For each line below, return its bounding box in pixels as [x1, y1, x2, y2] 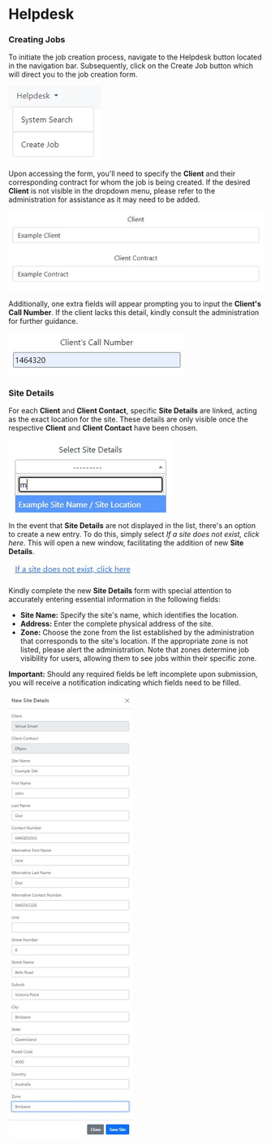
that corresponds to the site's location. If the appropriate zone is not [19, 636, 248, 646]
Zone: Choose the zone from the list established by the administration [19, 627, 255, 637]
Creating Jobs [8, 34, 66, 46]
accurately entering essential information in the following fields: [8, 595, 221, 605]
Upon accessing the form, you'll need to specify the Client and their [8, 168, 236, 179]
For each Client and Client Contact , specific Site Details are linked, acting [8, 406, 257, 416]
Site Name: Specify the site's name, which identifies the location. [19, 610, 239, 620]
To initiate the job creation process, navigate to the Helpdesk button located [8, 52, 262, 62]
